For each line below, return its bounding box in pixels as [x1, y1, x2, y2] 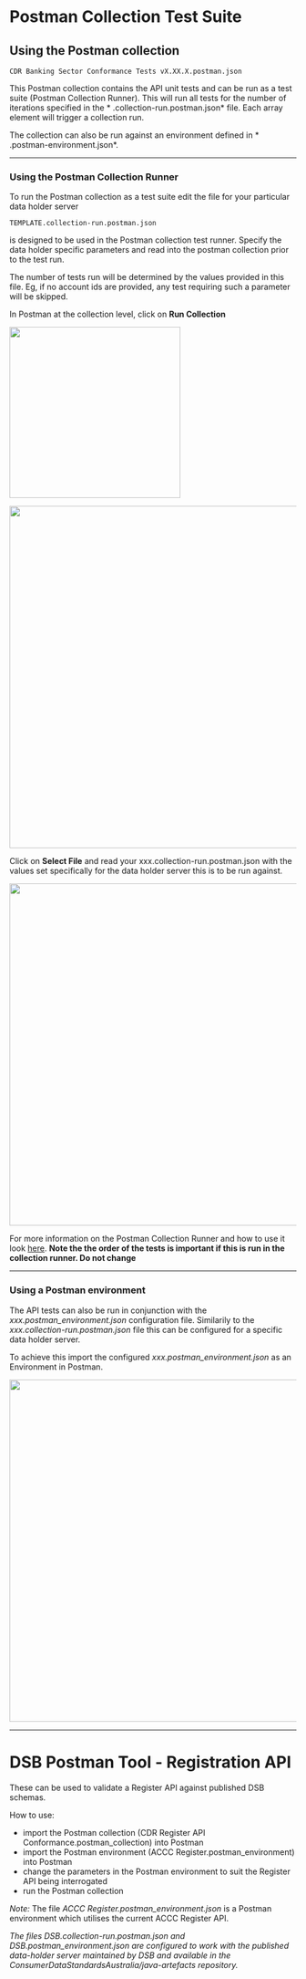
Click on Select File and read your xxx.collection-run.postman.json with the [9, 856, 293, 867]
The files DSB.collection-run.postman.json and [9, 1930, 186, 1941]
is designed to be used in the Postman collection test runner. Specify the [9, 234, 282, 245]
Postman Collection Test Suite [9, 6, 242, 27]
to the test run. [9, 254, 66, 266]
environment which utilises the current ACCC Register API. [9, 1912, 229, 1923]
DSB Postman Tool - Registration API [9, 1752, 291, 1772]
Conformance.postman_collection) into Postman [22, 1837, 204, 1848]
